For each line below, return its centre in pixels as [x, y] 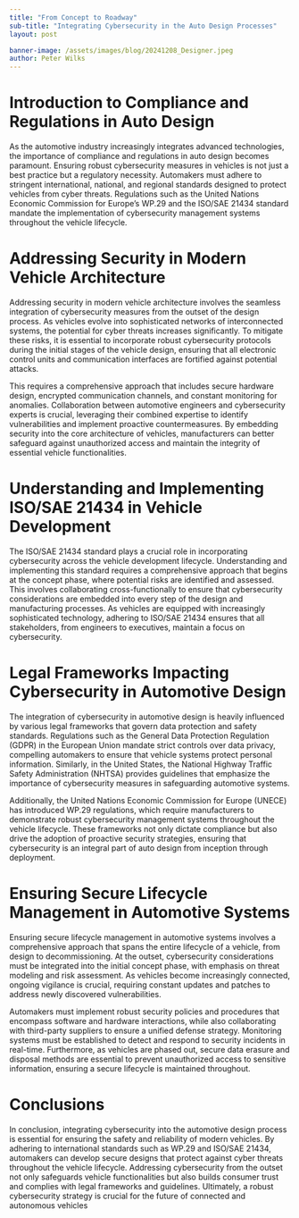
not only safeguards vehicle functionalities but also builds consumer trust [144, 1177]
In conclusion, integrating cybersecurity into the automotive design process [148, 1129]
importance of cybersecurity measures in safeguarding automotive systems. [149, 783]
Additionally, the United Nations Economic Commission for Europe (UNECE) [148, 800]
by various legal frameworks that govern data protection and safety [133, 726]
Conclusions [57, 1105]
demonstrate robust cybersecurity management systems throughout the [142, 819]
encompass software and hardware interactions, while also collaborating [143, 1021]
